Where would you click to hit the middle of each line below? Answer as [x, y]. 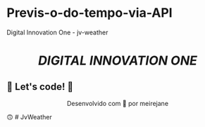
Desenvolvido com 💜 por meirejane [118, 103]
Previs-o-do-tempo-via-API [90, 13]
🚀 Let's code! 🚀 [40, 87]
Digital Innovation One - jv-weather [57, 32]
